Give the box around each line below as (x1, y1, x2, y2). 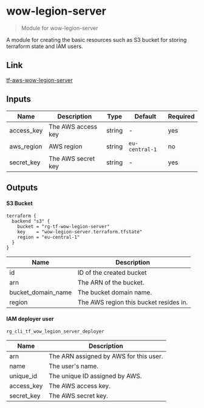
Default (134, 112, 157, 120)
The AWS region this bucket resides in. (78, 298, 188, 306)
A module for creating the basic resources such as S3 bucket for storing (6, 36, 187, 43)
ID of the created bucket (78, 269, 147, 277)
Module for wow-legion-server (21, 24, 98, 32)
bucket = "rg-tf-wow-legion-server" (17, 224, 110, 230)
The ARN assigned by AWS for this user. (48, 352, 163, 361)
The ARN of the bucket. (78, 278, 144, 287)
